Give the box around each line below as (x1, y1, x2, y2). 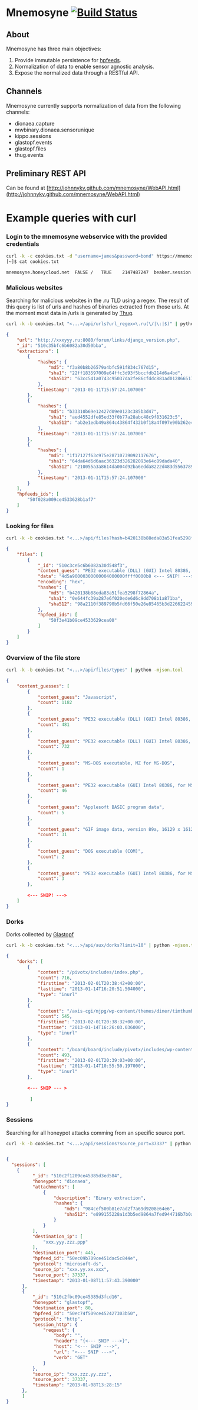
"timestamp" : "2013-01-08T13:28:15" (32, 1382, 123, 1388)
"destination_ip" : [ (32, 1234, 83, 1239)
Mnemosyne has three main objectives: (6, 45, 102, 52)
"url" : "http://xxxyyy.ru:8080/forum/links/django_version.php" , (16, 337, 181, 343)
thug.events (14, 151, 44, 158)
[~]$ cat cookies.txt (6, 258, 60, 265)
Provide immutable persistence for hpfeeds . (14, 57, 122, 63)
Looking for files (6, 522, 54, 530)
